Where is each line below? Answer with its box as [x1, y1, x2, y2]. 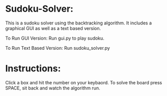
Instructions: [5, 63, 61, 74]
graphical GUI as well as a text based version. [5, 25, 101, 31]
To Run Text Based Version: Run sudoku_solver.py [5, 45, 110, 51]
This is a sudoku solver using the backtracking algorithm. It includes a [5, 20, 152, 26]
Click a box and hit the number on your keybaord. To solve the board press [5, 79, 162, 85]
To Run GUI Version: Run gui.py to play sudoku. [5, 35, 104, 41]
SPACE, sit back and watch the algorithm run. [5, 85, 100, 91]
